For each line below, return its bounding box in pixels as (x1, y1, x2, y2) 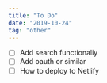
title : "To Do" (8, 11, 59, 20)
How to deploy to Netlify (19, 66, 100, 75)
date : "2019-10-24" (8, 19, 73, 27)
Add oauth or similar (19, 57, 86, 66)
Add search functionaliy (19, 48, 98, 58)
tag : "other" (8, 26, 52, 34)
